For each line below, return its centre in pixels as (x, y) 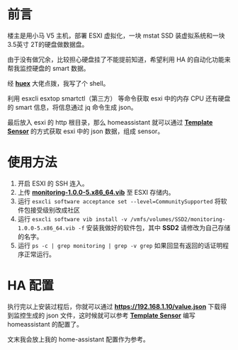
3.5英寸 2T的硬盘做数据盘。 (48, 44)
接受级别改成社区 (55, 210)
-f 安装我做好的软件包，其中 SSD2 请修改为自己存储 (154, 227)
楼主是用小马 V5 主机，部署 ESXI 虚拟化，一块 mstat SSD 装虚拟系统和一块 (116, 35)
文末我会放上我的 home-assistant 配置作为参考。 (79, 339)
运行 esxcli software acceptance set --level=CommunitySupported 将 (119, 201)
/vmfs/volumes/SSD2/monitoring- (178, 219)
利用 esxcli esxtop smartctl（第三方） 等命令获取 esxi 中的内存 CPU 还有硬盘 (119, 98)
